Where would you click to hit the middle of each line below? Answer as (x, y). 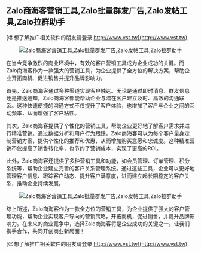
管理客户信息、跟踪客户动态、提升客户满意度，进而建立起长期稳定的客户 (95, 176)
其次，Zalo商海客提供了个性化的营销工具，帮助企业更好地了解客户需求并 (95, 126)
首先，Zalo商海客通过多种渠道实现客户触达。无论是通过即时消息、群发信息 (98, 90)
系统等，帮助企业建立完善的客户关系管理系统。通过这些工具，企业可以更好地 (100, 168)
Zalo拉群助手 (41, 22)
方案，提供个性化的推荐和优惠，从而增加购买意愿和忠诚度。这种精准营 (108, 141)
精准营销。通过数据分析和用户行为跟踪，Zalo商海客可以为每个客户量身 (98, 133)
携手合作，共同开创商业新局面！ (45, 231)
